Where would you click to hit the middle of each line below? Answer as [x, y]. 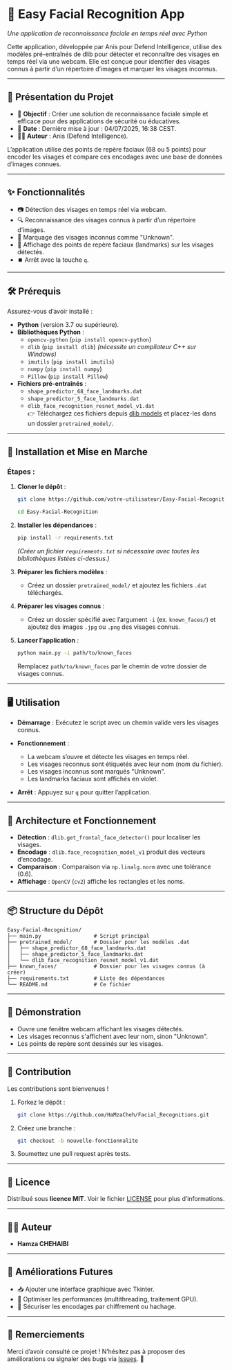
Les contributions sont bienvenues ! [58, 1088]
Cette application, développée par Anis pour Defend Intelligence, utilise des [115, 46]
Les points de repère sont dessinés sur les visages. [90, 1043]
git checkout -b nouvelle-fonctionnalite [78, 1141]
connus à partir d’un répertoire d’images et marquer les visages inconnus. [112, 69]
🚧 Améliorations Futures [60, 1272]
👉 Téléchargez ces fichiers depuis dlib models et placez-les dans [122, 413]
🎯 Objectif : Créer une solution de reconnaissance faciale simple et [113, 114]
